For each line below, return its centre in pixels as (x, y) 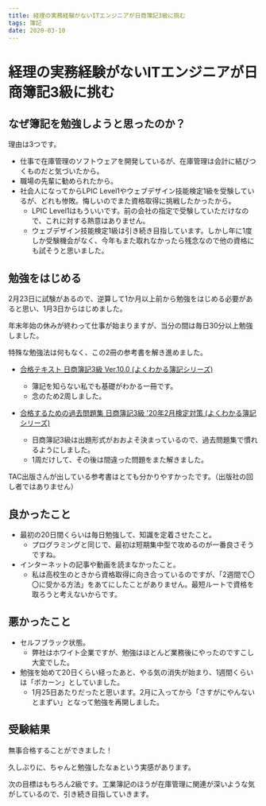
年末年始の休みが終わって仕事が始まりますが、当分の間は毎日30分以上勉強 (131, 326)
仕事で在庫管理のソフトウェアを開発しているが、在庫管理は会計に (127, 161)
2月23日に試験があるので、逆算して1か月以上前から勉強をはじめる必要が (127, 299)
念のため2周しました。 (69, 396)
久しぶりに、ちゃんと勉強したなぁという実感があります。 (102, 767)
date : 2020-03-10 (37, 30)
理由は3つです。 (35, 145)
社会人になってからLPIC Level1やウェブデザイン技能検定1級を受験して (133, 191)
